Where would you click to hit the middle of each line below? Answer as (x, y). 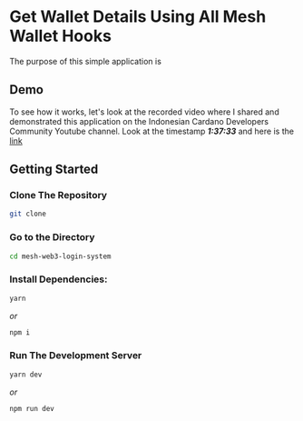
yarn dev (26, 375)
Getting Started (54, 170)
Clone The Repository (58, 195)
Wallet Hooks (60, 36)
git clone (28, 214)
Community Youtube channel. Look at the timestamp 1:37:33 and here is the (152, 131)
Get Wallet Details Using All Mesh (138, 17)
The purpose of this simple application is (85, 61)
